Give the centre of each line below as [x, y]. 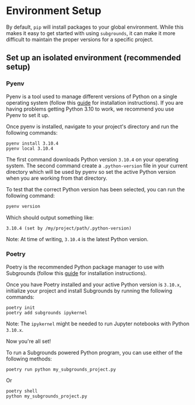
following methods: [29, 359]
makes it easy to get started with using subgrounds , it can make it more [91, 33]
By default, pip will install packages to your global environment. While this [95, 27]
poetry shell [22, 391]
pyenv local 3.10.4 [30, 148]
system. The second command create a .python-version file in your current [97, 166]
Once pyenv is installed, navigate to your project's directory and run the [92, 126]
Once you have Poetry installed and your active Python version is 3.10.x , [94, 284]
